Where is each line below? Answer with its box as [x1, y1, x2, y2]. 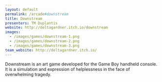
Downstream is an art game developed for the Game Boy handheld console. [5, 61, 158, 67]
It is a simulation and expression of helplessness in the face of [5, 66, 130, 72]
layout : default [5, 7, 38, 12]
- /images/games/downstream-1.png [9, 34, 80, 39]
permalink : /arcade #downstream [5, 12, 69, 16]
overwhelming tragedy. [5, 71, 52, 77]
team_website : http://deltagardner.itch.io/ [5, 48, 97, 52]
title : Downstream [5, 16, 42, 21]
